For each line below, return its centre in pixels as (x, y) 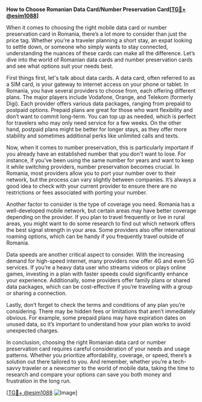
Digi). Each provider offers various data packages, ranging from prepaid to (99, 104)
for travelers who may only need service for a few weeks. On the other (94, 123)
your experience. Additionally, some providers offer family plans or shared (98, 280)
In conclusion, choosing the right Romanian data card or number (86, 342)
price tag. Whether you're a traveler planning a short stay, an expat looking (99, 40)
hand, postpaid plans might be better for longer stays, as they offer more (96, 129)
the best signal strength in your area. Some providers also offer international (101, 230)
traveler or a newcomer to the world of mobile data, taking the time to (108, 368)
